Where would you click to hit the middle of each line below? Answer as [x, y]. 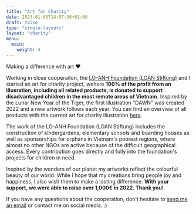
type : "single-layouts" [35, 28]
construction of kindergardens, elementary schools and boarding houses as [98, 133]
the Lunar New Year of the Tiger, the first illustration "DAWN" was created [95, 103]
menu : [13, 39]
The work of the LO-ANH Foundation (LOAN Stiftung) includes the [86, 126]
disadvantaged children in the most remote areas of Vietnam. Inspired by [97, 96]
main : [18, 45]
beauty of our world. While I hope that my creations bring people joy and [94, 175]
